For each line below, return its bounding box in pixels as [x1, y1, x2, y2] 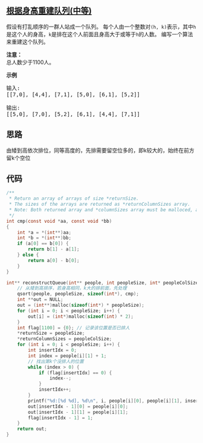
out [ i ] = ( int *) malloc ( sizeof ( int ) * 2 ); [28, 313, 134, 320]
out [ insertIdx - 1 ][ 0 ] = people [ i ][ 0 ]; [28, 403, 129, 410]
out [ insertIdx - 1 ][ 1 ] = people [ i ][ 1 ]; [28, 409, 129, 415]
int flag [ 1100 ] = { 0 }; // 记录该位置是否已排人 [17, 324, 130, 331]
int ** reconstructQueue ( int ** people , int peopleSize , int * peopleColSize [6, 280, 199, 286]
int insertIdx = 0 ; [28, 347, 77, 353]
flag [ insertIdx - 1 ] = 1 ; [28, 415, 94, 421]
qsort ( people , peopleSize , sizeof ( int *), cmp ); [17, 291, 139, 297]
